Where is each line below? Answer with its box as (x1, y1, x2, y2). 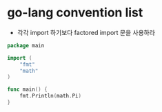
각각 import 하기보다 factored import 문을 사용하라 (17, 28, 155, 36)
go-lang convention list (7, 5, 143, 21)
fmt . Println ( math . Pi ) (19, 93, 81, 100)
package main (7, 42, 45, 49)
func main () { (7, 86, 48, 93)
